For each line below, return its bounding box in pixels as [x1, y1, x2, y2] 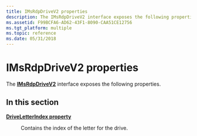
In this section [6, 97, 59, 107]
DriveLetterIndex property [6, 113, 72, 120]
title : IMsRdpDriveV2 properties [6, 8, 88, 15]
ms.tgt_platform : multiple [6, 25, 72, 31]
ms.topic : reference [6, 30, 57, 36]
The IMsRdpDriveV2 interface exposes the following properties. [6, 80, 161, 87]
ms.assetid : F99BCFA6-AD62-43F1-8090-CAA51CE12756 [6, 19, 133, 25]
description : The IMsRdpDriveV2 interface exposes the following [6, 14, 169, 20]
